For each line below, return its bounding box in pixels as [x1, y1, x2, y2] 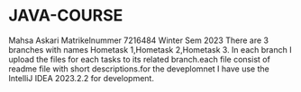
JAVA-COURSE [8, 5, 123, 26]
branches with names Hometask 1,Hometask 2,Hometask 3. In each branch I [8, 44, 292, 54]
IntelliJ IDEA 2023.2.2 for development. [8, 72, 155, 83]
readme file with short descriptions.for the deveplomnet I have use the [8, 63, 269, 74]
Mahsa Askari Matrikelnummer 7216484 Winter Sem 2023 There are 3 [8, 35, 269, 46]
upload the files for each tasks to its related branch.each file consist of [8, 54, 271, 64]
